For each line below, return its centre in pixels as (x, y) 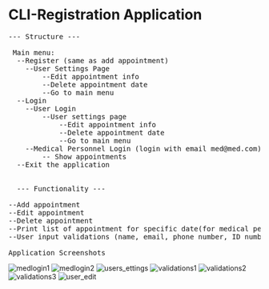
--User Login (50, 108)
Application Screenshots (57, 253)
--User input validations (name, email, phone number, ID (124, 237)
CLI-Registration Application (105, 15)
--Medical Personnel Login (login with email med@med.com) (143, 149)
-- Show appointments (84, 157)
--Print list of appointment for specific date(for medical (129, 229)
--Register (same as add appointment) (93, 60)
